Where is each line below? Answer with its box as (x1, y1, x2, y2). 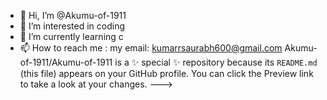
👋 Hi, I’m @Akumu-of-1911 (19, 10, 127, 21)
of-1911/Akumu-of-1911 (19, 56, 113, 68)
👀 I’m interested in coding (19, 20, 126, 32)
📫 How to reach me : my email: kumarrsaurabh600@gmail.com (19, 42, 283, 54)
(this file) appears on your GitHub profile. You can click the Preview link (19, 68, 314, 79)
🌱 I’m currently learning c (19, 31, 124, 42)
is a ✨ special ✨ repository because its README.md (114, 56, 318, 68)
